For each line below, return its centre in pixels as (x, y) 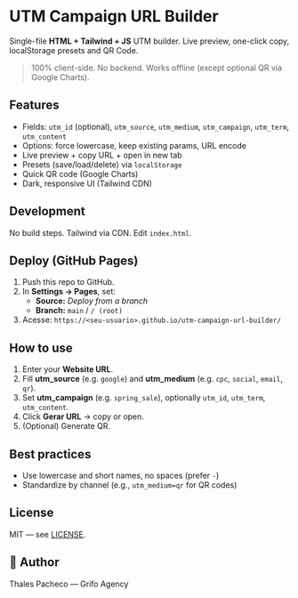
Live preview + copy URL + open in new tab (102, 155)
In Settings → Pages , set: (68, 292)
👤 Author (34, 562)
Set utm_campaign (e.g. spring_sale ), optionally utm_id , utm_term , (144, 398)
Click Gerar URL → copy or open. (83, 416)
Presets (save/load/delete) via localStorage (102, 164)
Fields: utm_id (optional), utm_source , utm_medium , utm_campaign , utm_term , (156, 126)
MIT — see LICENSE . (48, 534)
